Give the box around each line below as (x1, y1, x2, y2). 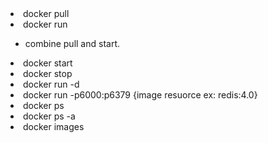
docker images (23, 121, 85, 132)
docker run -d (23, 78, 80, 90)
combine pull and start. (24, 38, 121, 49)
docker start (23, 57, 73, 69)
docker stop (23, 68, 73, 79)
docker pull (23, 8, 70, 19)
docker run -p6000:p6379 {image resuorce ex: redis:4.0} (23, 89, 258, 101)
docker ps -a (23, 110, 76, 122)
